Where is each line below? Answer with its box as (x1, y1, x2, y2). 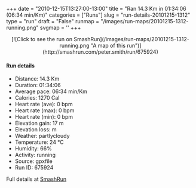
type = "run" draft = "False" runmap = (6, 18, 100, 24)
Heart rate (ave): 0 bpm (14, 101, 73, 108)
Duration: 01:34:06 (14, 82, 61, 89)
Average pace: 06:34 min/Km (14, 88, 88, 95)
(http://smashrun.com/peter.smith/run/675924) (42, 48, 158, 56)
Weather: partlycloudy (14, 132, 70, 140)
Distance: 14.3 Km (14, 75, 60, 82)
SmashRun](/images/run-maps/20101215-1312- (73, 36, 189, 42)
